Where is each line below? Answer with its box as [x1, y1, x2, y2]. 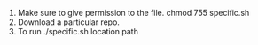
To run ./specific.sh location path [17, 26, 139, 36]
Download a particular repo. [17, 17, 120, 27]
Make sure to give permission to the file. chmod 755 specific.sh [17, 8, 250, 18]
